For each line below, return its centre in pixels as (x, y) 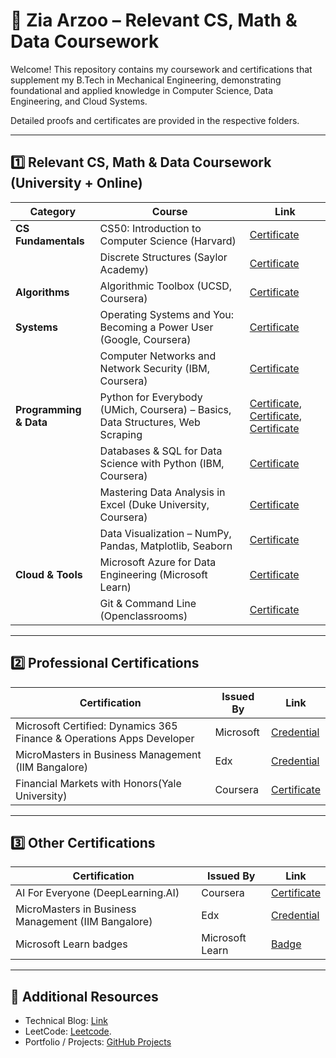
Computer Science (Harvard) (168, 241)
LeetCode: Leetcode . (68, 1031)
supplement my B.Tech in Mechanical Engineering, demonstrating (146, 80)
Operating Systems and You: (167, 314)
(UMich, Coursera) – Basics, (165, 409)
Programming (48, 409)
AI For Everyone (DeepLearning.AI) (97, 893)
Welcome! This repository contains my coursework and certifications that (161, 69)
